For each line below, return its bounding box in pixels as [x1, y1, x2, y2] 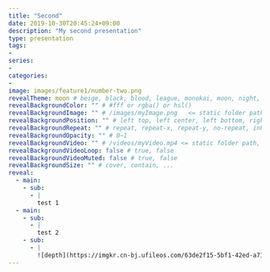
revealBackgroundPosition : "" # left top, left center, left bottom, [8, 117, 247, 125]
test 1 [37, 199, 59, 207]
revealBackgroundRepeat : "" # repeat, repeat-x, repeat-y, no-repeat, [8, 124, 250, 132]
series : [8, 57, 35, 65]
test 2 [37, 229, 59, 237]
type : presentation [8, 34, 74, 43]
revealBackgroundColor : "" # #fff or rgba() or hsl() [8, 101, 193, 109]
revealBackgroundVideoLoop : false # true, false [8, 146, 174, 155]
